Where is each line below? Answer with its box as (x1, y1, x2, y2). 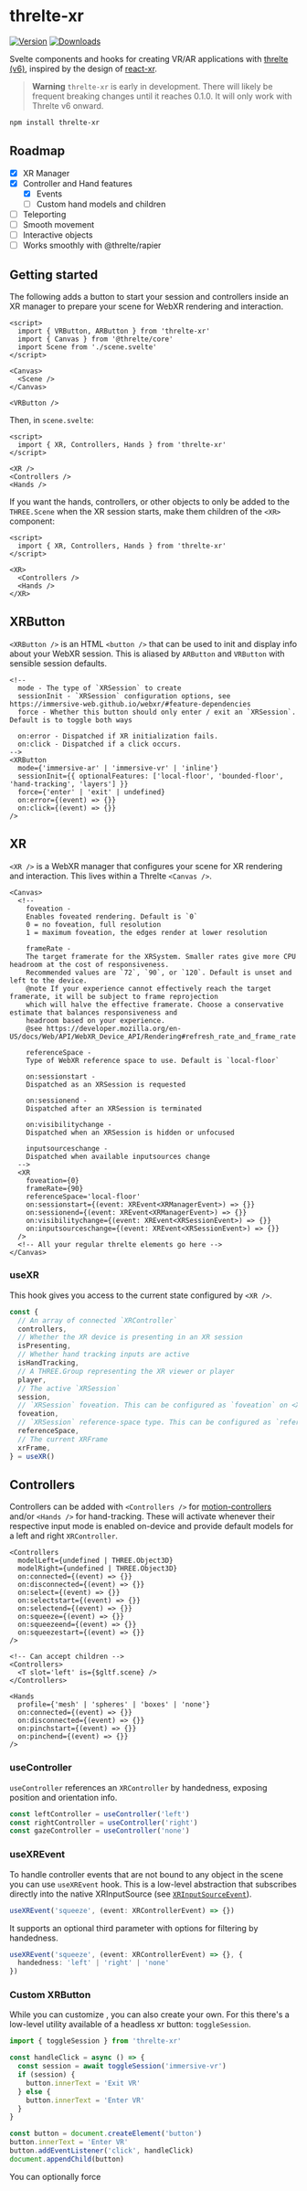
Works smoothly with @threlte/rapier (22, 239, 162, 251)
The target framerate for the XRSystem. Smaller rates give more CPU (26, 952, 297, 961)
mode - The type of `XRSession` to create (17, 683, 182, 693)
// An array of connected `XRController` (17, 1315, 178, 1325)
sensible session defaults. (9, 657, 108, 668)
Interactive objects (22, 229, 93, 240)
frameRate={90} (26, 1184, 84, 1193)
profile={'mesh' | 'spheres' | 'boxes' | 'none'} (17, 1700, 210, 1709)
